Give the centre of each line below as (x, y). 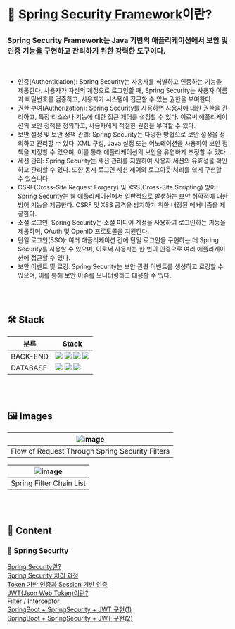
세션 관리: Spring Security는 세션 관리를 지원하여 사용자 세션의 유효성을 (116, 161)
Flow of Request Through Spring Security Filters (90, 451)
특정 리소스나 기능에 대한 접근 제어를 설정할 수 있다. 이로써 (118, 116)
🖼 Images (30, 416)
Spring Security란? (34, 566)
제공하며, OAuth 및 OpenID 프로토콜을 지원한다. (83, 231)
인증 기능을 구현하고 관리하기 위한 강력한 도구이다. (87, 51)
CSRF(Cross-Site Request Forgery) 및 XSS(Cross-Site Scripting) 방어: (118, 187)
